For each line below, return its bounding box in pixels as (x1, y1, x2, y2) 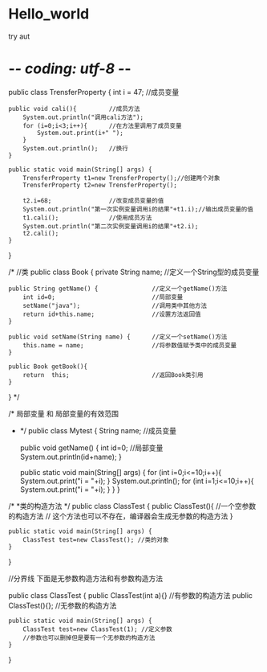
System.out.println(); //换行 (22, 144, 128, 153)
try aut (8, 31, 30, 41)
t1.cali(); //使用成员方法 (22, 214, 152, 222)
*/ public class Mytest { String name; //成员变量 (19, 425, 177, 435)
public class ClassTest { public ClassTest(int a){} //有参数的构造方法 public (8, 590, 253, 600)
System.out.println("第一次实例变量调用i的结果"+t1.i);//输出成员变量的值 (22, 205, 254, 213)
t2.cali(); (22, 229, 59, 237)
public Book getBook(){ (8, 363, 88, 371)
